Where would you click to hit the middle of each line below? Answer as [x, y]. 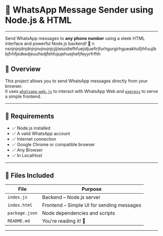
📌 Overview [23, 69]
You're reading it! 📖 [64, 221]
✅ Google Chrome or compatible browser [54, 144]
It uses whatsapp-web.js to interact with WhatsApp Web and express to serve [81, 91]
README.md [19, 221]
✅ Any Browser [27, 150]
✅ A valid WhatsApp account [41, 133]
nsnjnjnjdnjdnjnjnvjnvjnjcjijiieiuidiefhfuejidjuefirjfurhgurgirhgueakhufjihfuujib [81, 49]
